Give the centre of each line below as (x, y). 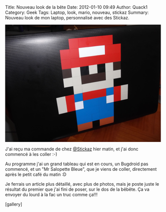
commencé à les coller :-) (31, 154)
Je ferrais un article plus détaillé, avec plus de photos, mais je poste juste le (82, 184)
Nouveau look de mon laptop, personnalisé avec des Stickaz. (67, 18)
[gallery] (14, 204)
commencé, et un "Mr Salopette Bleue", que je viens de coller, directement (81, 169)
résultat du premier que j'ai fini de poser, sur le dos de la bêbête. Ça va (77, 189)
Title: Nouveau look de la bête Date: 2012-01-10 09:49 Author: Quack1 (76, 7)
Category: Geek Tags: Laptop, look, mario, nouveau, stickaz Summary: (77, 12)
